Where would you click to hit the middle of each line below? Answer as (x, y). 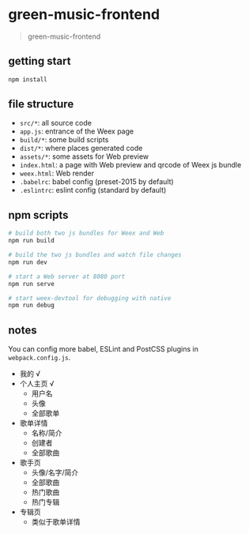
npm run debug (32, 306)
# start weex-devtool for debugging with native (90, 298)
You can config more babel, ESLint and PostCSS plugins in (104, 349)
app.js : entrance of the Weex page (77, 131)
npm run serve (32, 284)
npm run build (32, 241)
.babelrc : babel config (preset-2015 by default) (96, 182)
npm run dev (28, 262)
